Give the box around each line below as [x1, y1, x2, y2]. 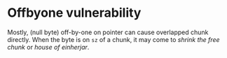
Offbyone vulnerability [7, 5, 142, 21]
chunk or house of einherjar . [7, 43, 90, 51]
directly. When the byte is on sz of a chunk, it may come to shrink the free [7, 35, 220, 43]
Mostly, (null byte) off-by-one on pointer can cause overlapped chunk [7, 28, 209, 36]
